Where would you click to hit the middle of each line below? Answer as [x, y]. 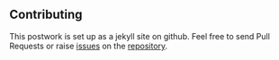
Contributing [46, 15]
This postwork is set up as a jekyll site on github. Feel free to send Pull [139, 36]
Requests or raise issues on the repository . [89, 46]
